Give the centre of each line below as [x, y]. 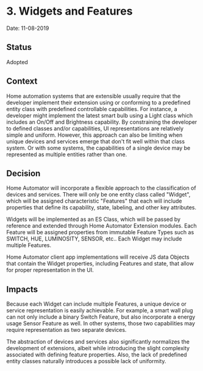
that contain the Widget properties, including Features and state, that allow [100, 264]
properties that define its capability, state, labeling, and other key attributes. [101, 207]
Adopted [17, 62]
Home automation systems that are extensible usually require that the [94, 96]
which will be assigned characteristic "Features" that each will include [94, 201]
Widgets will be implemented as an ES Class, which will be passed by [94, 219]
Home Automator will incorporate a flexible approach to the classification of [101, 188]
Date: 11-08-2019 [28, 28]
